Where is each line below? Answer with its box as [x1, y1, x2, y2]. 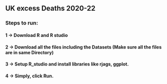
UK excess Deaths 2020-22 [5, 4, 96, 13]
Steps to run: [5, 19, 38, 27]
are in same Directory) [5, 49, 54, 55]
